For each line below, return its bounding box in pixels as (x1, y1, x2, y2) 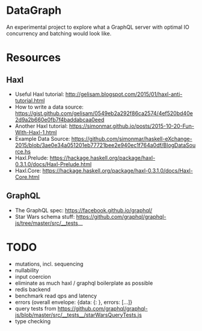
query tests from (14, 305, 57, 312)
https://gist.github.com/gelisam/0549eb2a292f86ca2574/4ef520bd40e (14, 109, 194, 117)
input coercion (14, 273, 51, 280)
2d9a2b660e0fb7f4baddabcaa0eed (14, 116, 105, 123)
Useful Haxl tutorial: (14, 91, 64, 98)
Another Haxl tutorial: (14, 122, 68, 130)
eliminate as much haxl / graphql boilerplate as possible (14, 279, 153, 287)
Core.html (14, 173, 40, 180)
